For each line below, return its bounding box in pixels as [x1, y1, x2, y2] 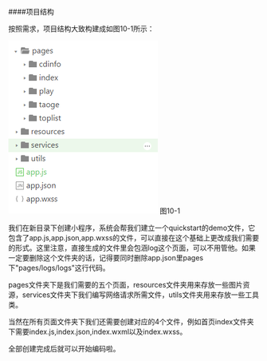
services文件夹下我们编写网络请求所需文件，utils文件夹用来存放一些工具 [22, 290, 259, 300]
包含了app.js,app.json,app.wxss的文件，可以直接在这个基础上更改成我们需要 [8, 233, 260, 242]
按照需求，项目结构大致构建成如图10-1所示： [8, 24, 155, 34]
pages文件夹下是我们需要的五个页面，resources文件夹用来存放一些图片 [8, 280, 243, 289]
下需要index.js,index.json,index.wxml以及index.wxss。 [8, 327, 187, 336]
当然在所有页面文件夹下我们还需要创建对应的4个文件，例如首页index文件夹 [8, 317, 254, 326]
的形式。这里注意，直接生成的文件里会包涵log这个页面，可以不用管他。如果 [8, 243, 257, 252]
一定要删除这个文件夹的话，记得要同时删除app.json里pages [8, 253, 204, 262]
